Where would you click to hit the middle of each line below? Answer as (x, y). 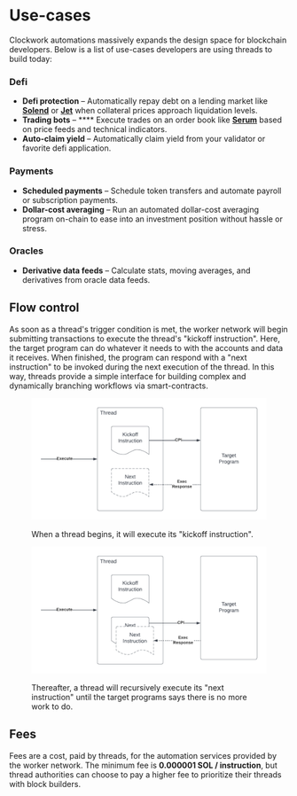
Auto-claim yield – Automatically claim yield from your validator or (144, 139)
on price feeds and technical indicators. (94, 129)
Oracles (27, 251)
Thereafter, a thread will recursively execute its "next (128, 688)
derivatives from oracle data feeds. (86, 279)
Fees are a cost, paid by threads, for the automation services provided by (143, 755)
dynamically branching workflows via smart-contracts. (109, 386)
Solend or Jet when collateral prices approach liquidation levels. (140, 111)
